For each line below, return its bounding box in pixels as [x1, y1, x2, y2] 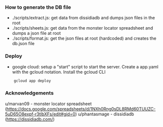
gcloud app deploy [14, 78, 51, 83]
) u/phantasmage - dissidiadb [75, 111, 134, 117]
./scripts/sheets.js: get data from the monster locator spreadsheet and [12, 25, 153, 31]
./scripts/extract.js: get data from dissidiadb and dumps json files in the [12, 15, 155, 21]
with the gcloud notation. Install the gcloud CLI [12, 69, 106, 75]
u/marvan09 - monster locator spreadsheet [5, 101, 92, 107]
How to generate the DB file [5, 4, 72, 11]
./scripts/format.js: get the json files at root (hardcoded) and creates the [12, 35, 157, 41]
